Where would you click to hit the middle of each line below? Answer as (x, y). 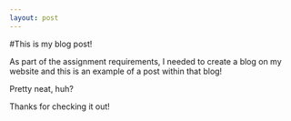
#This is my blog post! (51, 44)
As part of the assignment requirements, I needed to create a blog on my (145, 61)
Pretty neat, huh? (42, 88)
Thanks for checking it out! (60, 106)
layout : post (34, 18)
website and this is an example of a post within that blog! (116, 71)
